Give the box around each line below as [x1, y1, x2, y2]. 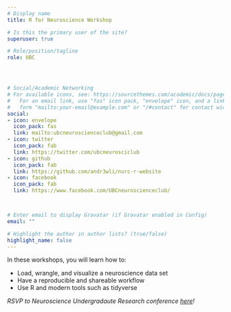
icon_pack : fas [13, 123, 57, 130]
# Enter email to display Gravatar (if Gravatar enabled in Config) [7, 211, 208, 218]
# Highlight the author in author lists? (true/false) [7, 230, 168, 238]
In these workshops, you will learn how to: [7, 256, 126, 264]
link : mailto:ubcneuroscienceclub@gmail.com [13, 129, 143, 136]
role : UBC [7, 54, 36, 61]
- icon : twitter [7, 136, 54, 143]
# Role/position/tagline [7, 48, 78, 55]
